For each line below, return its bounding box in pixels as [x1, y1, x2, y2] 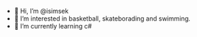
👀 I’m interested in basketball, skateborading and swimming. [14, 14, 191, 23]
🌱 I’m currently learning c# [14, 22, 92, 30]
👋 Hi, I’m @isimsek [14, 7, 69, 15]
